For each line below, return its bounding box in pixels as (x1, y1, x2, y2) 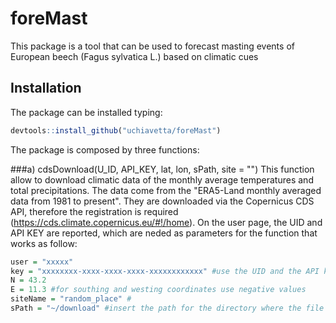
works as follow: (10, 237, 78, 249)
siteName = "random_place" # (10, 294, 132, 304)
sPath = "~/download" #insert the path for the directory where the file (10, 303, 325, 313)
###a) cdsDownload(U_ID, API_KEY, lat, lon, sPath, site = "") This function (10, 163, 315, 175)
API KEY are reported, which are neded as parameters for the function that (10, 227, 318, 239)
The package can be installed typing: (10, 106, 163, 118)
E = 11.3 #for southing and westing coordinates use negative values (10, 285, 307, 295)
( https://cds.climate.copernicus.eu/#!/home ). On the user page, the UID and (10, 216, 323, 228)
